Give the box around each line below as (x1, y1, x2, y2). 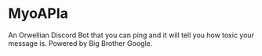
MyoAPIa (8, 5, 69, 23)
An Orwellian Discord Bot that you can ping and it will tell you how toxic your (8, 30, 255, 40)
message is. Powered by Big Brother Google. (8, 38, 153, 47)
